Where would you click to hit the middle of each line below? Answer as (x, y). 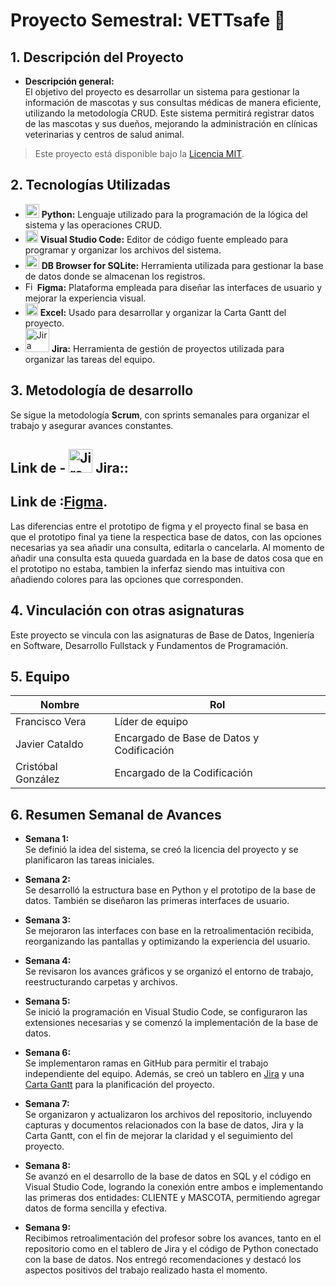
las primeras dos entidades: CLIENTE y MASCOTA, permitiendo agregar (172, 1198)
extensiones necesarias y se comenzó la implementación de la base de (171, 1023)
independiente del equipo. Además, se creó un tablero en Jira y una (164, 1074)
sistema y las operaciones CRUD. (93, 225)
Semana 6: (48, 1053)
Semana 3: (48, 920)
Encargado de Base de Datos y (187, 738)
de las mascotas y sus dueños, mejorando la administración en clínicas (171, 123)
